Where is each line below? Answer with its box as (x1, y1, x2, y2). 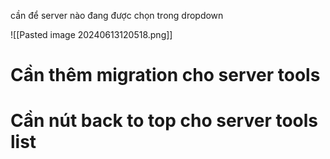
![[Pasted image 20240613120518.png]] (10, 29, 173, 40)
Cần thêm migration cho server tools (10, 64, 321, 87)
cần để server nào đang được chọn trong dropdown (10, 10, 224, 21)
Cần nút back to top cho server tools (10, 110, 319, 132)
